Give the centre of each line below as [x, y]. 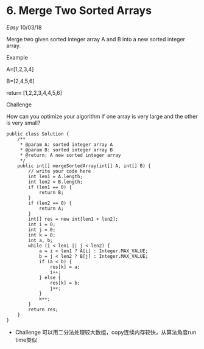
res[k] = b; [65, 283]
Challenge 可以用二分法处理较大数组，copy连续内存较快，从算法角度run [106, 332]
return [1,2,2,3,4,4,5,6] [34, 92]
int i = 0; [42, 224]
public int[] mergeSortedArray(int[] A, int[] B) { [84, 166]
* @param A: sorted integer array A [66, 144]
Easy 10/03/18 [24, 27]
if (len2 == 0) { [50, 203]
